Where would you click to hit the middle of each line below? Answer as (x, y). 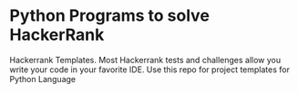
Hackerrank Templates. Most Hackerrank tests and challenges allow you (145, 60)
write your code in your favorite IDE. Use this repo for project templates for (149, 70)
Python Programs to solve (109, 16)
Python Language (42, 79)
